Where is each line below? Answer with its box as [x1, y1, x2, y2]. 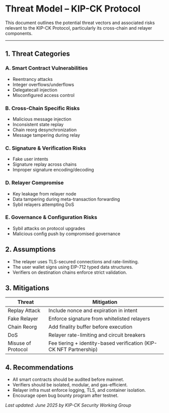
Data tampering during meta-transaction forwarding [12, 196, 120, 202]
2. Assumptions [5, 245, 56, 254]
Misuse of [8, 340, 31, 347]
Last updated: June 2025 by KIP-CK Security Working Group [5, 402, 132, 408]
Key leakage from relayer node [12, 190, 76, 196]
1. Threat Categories [5, 50, 70, 58]
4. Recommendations [5, 363, 74, 372]
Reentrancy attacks [12, 76, 53, 82]
